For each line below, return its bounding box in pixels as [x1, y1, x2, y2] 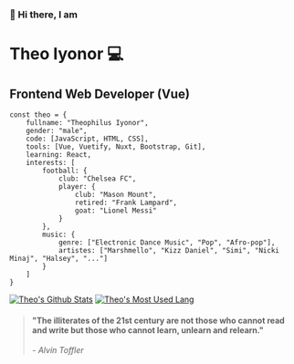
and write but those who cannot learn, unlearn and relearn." [31, 324, 265, 336]
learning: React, [26, 150, 92, 159]
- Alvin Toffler [31, 345, 84, 356]
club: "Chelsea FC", [58, 173, 137, 183]
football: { [42, 166, 89, 175]
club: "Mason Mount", [74, 190, 157, 199]
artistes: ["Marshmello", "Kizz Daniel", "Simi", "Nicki [58, 245, 280, 255]
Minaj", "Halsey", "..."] [9, 254, 108, 263]
